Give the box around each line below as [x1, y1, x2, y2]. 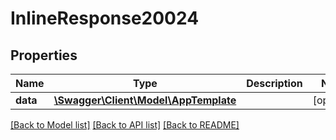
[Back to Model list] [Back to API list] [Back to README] [10, 119, 240, 131]
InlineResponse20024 [10, 7, 200, 30]
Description [246, 77, 303, 90]
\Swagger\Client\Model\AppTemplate [53, 93, 237, 107]
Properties [10, 47, 78, 64]
